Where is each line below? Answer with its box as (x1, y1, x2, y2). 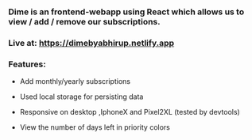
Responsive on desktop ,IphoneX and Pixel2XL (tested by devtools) (19, 108, 240, 117)
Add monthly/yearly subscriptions (19, 77, 131, 86)
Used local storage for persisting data (19, 92, 144, 101)
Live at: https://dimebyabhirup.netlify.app (8, 37, 175, 48)
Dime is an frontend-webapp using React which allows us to (8, 6, 245, 17)
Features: (8, 59, 46, 70)
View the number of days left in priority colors (19, 123, 171, 132)
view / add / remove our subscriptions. (8, 16, 161, 27)
